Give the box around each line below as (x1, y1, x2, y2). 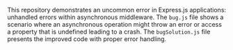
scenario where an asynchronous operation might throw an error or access (7, 21, 223, 28)
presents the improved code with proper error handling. (7, 35, 167, 43)
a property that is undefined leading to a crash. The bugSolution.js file (7, 27, 211, 36)
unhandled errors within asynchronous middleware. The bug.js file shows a (7, 13, 224, 21)
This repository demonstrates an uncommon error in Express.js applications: (7, 6, 227, 14)
